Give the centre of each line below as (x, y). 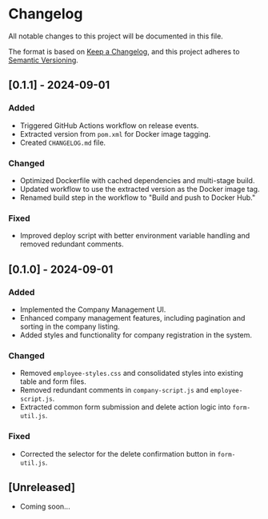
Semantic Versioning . (43, 60)
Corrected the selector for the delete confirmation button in (118, 453)
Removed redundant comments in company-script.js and (114, 390)
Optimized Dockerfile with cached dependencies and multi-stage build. (137, 180)
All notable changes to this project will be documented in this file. (116, 36)
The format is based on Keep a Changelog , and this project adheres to (124, 51)
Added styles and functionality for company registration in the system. (136, 335)
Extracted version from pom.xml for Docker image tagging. (115, 134)
